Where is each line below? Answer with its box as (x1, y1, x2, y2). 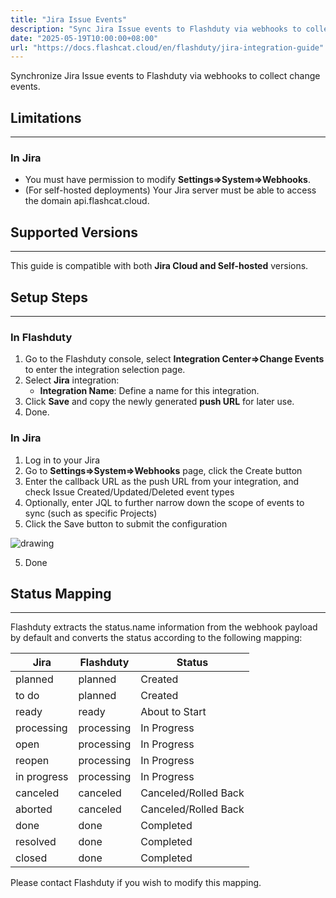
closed (15, 851, 48, 865)
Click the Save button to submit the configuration (24, 517, 228, 530)
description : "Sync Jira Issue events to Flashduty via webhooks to (10, 24, 302, 34)
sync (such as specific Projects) (24, 507, 158, 519)
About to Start (140, 705, 207, 719)
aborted (15, 802, 53, 816)
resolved (15, 835, 57, 849)
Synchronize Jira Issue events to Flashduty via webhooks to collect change (10, 70, 321, 82)
